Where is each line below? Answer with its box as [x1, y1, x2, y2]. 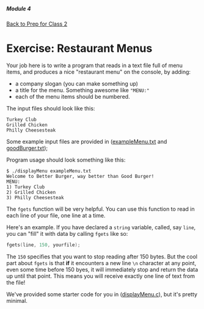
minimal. [6, 297, 27, 304]
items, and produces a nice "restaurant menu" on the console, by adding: [6, 68, 191, 76]
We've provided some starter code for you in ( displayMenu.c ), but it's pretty [6, 290, 197, 298]
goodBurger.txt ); [6, 144, 48, 152]
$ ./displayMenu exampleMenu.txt [6, 168, 92, 174]
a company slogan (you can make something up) [15, 80, 139, 87]
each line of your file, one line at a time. [6, 211, 106, 219]
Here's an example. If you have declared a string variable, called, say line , [6, 223, 196, 231]
